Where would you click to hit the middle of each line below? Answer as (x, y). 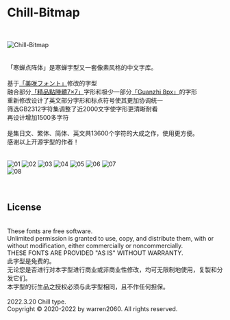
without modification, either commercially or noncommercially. (95, 245)
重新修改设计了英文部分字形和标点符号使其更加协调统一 (85, 100)
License (24, 208)
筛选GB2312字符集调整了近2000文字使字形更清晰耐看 (83, 109)
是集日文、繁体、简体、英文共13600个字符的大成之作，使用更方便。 (103, 133)
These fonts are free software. (50, 231)
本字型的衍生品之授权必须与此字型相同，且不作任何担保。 (88, 286)
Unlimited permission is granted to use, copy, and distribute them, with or (111, 238)
